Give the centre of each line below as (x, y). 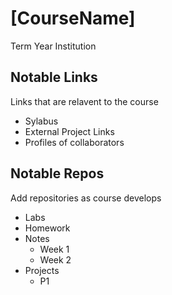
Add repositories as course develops (86, 198)
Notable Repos (57, 173)
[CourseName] (73, 18)
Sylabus (41, 121)
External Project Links (69, 131)
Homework (47, 228)
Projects (42, 270)
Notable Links (54, 77)
